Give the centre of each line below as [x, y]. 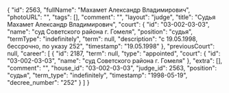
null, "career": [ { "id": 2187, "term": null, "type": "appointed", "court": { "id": [114, 53]
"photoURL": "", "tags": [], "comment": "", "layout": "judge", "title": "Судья [111, 17]
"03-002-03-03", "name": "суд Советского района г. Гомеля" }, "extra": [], [115, 61]
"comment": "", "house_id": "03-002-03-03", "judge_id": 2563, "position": [112, 68]
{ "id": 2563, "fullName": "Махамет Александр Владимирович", [99, 10]
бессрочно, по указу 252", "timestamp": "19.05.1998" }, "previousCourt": [111, 46]
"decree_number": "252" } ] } [48, 82]
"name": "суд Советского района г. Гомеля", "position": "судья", [100, 31]
